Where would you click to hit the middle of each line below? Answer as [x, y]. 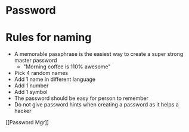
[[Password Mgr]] [27, 122]
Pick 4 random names [41, 73]
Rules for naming [49, 38]
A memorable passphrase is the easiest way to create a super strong [99, 54]
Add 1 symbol [31, 92]
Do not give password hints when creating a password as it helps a [97, 105]
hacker [23, 111]
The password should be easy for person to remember [81, 98]
